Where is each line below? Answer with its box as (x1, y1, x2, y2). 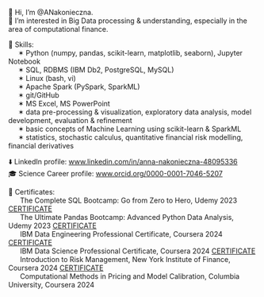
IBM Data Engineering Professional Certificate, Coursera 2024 (19, 229, 224, 238)
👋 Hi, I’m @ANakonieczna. (8, 8, 94, 17)
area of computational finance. (8, 25, 109, 33)
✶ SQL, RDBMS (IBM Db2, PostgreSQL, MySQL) (17, 65, 174, 75)
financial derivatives (8, 141, 74, 150)
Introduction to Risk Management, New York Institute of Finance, (19, 255, 231, 264)
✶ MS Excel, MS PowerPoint (17, 99, 111, 108)
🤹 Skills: (8, 40, 34, 49)
